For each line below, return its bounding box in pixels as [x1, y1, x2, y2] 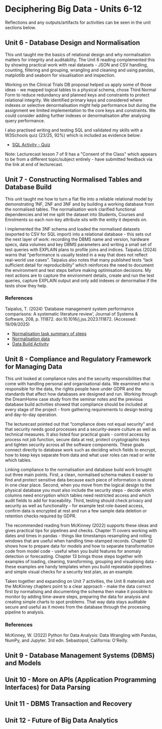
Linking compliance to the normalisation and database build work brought [5, 466, 152, 472]
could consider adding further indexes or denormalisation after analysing [5, 113, 150, 118]
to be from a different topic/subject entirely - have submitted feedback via [5, 156, 153, 162]
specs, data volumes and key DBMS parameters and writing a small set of [5, 241, 152, 247]
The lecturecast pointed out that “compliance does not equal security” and [5, 421, 154, 427]
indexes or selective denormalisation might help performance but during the [5, 102, 157, 108]
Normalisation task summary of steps [12, 331, 87, 336]
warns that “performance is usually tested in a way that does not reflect [5, 251, 148, 258]
